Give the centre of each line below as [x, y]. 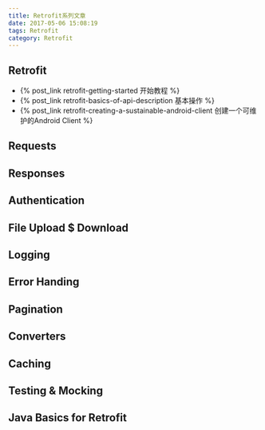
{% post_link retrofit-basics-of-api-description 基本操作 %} [117, 101]
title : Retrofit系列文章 [47, 16]
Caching [30, 363]
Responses [37, 173]
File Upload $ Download [69, 227]
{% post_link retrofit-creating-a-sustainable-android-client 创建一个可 [134, 111]
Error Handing [44, 282]
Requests [32, 146]
